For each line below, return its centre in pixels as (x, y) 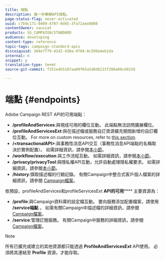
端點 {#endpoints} (43, 100)
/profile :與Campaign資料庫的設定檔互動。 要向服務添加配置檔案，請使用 (85, 201)
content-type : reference (31, 42)
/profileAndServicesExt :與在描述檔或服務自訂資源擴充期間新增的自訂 (83, 131)
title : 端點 (16, 10)
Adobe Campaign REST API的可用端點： (46, 114)
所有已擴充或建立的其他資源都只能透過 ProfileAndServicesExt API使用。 (79, 246)
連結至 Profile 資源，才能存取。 (50, 252)
